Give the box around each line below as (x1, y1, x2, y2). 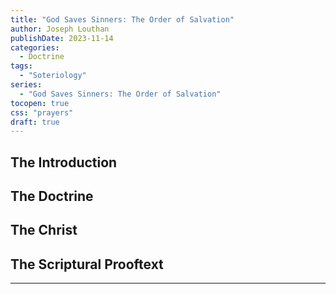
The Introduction (10, 154, 118, 171)
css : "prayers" (10, 107, 74, 118)
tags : (10, 61, 33, 71)
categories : (10, 42, 60, 53)
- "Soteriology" (19, 71, 87, 81)
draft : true (10, 117, 60, 127)
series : (10, 80, 43, 90)
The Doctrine (10, 188, 94, 205)
